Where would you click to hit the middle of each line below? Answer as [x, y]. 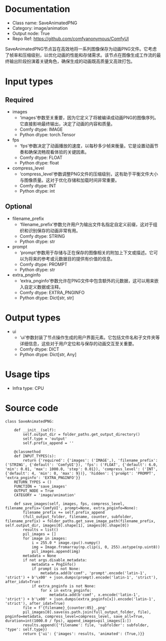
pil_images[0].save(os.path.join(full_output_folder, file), [87, 612]
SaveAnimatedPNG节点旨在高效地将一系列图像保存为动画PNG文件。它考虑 [81, 49]
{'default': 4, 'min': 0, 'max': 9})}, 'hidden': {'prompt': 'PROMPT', [80, 473]
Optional [19, 207]
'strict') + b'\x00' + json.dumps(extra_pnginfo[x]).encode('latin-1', [80, 599]
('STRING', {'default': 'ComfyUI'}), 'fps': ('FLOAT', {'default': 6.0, [82, 465]
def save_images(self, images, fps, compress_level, [69, 504]
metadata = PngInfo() [54, 564]
